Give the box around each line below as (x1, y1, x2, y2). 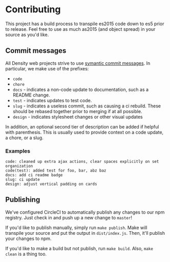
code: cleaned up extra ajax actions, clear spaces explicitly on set (5, 159, 159, 164)
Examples (5, 147, 31, 155)
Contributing (5, 4, 61, 15)
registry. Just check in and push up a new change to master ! (5, 214, 132, 220)
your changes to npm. (5, 235, 52, 241)
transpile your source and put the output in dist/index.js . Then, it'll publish (5, 230, 165, 236)
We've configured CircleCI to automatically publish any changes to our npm (5, 209, 165, 215)
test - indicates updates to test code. (12, 97, 92, 103)
